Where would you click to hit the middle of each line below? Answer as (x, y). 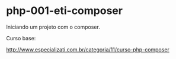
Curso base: (21, 38)
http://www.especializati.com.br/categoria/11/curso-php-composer (88, 49)
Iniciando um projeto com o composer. (53, 27)
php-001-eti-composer (65, 11)
